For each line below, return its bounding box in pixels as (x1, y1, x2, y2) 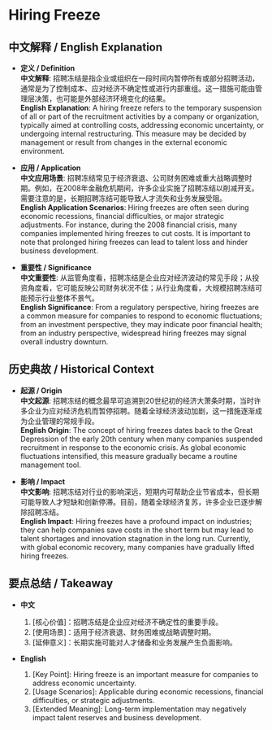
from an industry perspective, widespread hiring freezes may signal (19, 328, 247, 338)
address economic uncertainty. (32, 678, 136, 688)
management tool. (19, 460, 81, 470)
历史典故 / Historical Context (8, 362, 154, 376)
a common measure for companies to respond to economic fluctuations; (19, 311, 262, 321)
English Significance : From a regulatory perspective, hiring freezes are (19, 303, 260, 312)
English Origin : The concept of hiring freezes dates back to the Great (19, 425, 253, 435)
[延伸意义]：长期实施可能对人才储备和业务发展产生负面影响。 (32, 637, 237, 647)
